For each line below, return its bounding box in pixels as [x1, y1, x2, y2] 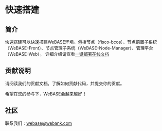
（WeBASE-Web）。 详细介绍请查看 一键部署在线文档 [5, 51, 109, 57]
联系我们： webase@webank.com [5, 120, 72, 126]
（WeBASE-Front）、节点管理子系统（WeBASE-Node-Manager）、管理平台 [5, 45, 153, 51]
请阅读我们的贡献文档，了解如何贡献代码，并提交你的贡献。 [5, 81, 125, 86]
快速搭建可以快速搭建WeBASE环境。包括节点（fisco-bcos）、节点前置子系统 [5, 39, 157, 45]
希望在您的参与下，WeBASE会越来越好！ [5, 91, 87, 97]
